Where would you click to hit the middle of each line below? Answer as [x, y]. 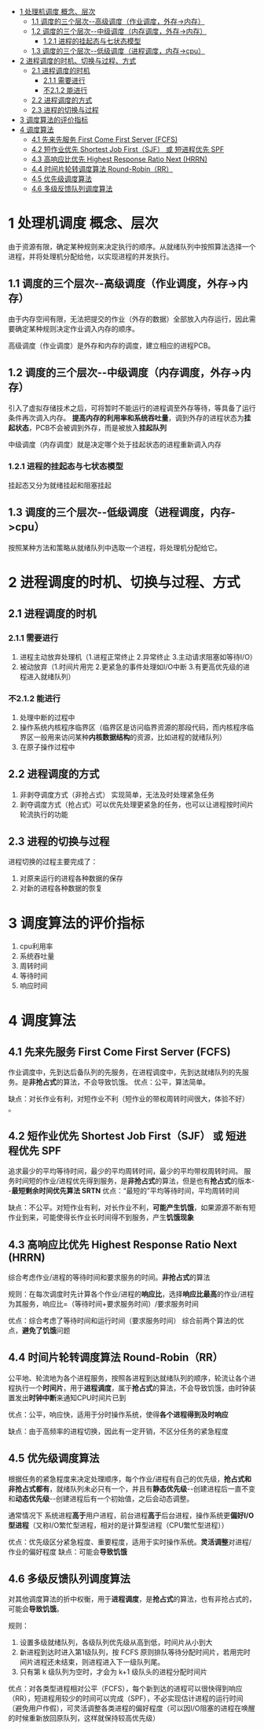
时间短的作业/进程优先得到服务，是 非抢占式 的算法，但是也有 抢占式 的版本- [135, 1181]
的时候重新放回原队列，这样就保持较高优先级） [84, 1718]
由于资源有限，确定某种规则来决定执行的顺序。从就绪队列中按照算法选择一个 [132, 246]
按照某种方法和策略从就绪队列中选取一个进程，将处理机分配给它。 [115, 547]
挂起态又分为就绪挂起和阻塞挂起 [60, 485]
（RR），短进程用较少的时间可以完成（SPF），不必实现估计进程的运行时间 [126, 1699]
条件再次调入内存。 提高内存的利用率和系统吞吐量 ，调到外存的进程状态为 [126, 418]
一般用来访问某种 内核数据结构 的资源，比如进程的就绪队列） [130, 737]
